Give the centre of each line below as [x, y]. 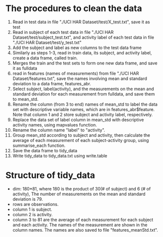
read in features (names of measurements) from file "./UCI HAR [76, 73]
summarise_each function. [39, 145]
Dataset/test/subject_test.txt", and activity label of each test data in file [83, 37]
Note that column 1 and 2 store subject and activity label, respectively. [83, 114]
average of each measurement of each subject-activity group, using [81, 140]
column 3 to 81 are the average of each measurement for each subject [83, 220]
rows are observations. [35, 204]
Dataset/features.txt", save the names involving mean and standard [80, 79]
